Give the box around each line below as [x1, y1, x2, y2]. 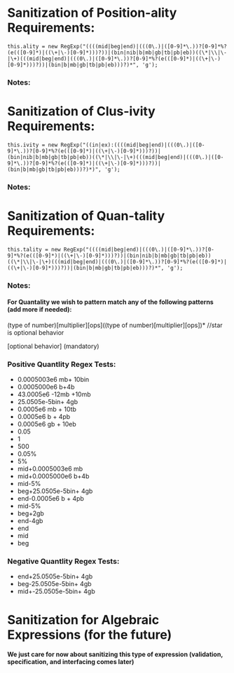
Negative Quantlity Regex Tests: [7, 557, 120, 566]
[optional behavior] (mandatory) [7, 342, 99, 350]
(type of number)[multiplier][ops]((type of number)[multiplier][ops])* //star [7, 321, 223, 329]
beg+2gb [17, 509, 44, 518]
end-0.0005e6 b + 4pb [17, 494, 84, 503]
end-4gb [17, 517, 43, 525]
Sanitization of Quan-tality [7, 208, 165, 223]
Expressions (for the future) [7, 627, 172, 642]
